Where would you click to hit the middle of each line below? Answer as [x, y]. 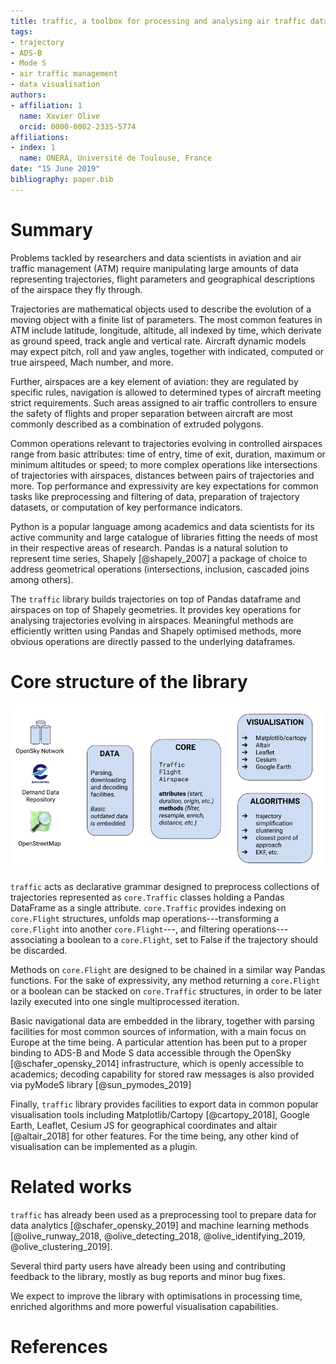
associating [34, 939]
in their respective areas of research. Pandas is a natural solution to [149, 547]
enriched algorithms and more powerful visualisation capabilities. [144, 1306]
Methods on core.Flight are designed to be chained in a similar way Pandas [168, 969]
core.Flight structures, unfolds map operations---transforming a [145, 918]
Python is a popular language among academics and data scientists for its [162, 526]
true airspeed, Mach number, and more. [92, 362]
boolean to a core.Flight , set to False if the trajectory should [192, 939]
